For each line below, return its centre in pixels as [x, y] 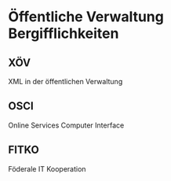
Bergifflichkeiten [64, 33]
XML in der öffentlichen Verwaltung [65, 81]
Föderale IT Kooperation [47, 168]
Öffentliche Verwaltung [86, 17]
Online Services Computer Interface [66, 125]
